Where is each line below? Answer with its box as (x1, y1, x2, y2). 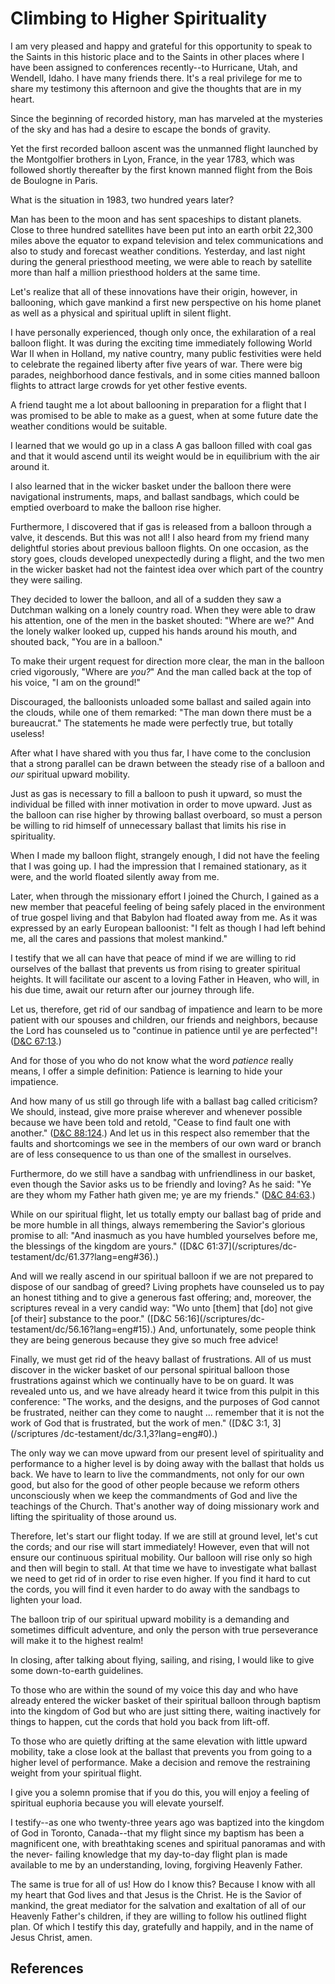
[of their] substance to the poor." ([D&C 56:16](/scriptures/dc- (10, 1312, 265, 1324)
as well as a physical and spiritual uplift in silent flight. (10, 307, 232, 319)
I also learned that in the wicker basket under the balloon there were (10, 480, 292, 492)
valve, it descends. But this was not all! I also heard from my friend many (10, 531, 310, 543)
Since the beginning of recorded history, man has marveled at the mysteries (10, 112, 323, 124)
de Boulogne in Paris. (10, 174, 98, 186)
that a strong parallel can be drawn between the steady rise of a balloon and (10, 757, 325, 769)
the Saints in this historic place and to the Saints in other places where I (10, 50, 305, 62)
